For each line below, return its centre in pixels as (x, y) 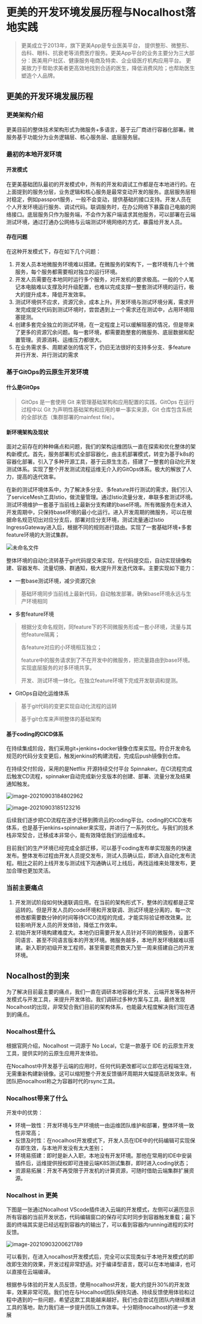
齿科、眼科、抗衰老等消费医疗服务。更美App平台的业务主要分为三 (103, 53)
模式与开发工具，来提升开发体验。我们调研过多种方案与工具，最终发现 (98, 999)
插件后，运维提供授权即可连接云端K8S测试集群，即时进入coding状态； (103, 1163)
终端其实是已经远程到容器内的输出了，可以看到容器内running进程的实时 (105, 1225)
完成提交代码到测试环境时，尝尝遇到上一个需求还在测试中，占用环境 (105, 309)
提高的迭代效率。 (38, 477)
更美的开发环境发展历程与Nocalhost (96, 12)
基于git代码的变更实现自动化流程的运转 (69, 706)
